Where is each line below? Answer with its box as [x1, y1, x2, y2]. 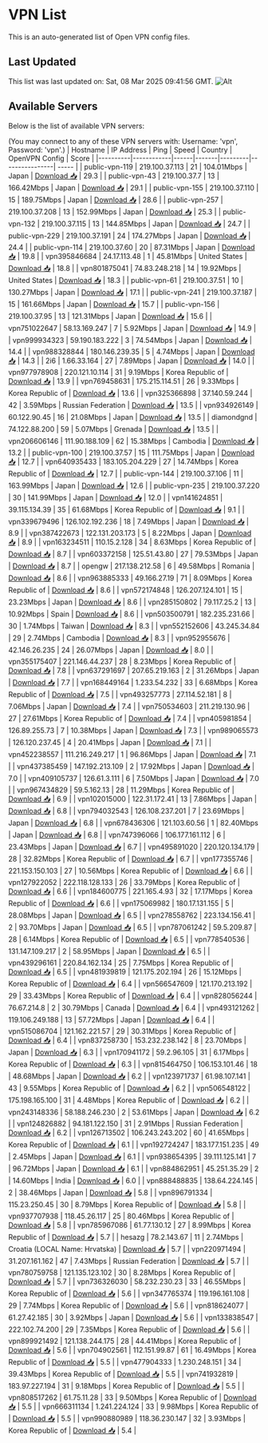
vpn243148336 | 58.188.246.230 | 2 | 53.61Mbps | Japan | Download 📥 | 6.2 [8, 1107, 260, 1117]
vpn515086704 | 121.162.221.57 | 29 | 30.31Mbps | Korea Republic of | [8, 1026, 237, 1036]
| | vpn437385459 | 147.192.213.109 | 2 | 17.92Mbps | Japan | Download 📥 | [8, 761, 255, 771]
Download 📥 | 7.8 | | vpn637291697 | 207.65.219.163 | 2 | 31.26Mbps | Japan [8, 665, 259, 675]
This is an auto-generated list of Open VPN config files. [8, 32, 190, 42]
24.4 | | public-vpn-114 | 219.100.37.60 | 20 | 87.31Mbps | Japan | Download [8, 242, 255, 252]
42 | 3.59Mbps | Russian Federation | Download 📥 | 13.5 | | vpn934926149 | [8, 400, 258, 409]
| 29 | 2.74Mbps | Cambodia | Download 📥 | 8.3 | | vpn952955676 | [8, 633, 231, 643]
